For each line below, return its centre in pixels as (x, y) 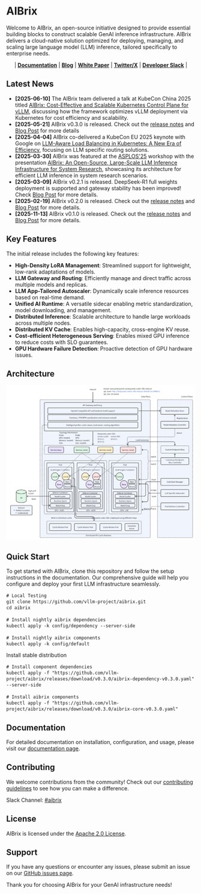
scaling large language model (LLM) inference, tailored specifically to (92, 47)
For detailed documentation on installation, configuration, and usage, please (100, 742)
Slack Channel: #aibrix (34, 800)
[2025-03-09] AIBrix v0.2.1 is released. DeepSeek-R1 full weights (96, 181)
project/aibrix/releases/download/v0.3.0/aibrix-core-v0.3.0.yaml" (92, 709)
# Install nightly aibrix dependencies (56, 620)
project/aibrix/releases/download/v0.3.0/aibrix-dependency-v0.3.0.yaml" (100, 679)
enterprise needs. (28, 53)
